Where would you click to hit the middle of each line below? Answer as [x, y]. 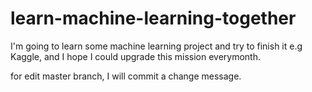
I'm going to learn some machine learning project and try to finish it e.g [156, 46]
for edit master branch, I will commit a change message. [126, 76]
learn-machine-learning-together [153, 18]
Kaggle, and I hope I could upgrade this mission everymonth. [135, 56]
